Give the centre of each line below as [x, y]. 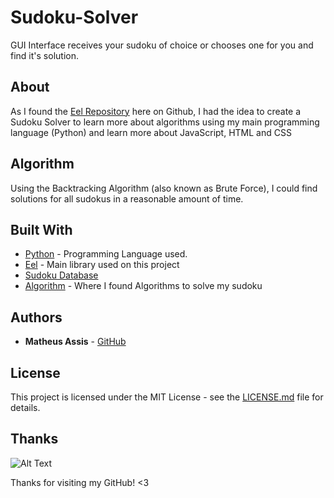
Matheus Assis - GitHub [75, 342]
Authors [36, 317]
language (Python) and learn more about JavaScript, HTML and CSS [151, 132]
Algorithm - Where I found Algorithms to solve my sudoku [143, 286]
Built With [41, 229]
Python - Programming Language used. [106, 254]
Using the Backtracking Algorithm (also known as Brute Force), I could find [164, 188]
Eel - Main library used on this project [102, 265]
